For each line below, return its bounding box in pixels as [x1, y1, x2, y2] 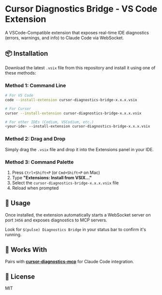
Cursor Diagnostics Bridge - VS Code [5, 3, 158, 15]
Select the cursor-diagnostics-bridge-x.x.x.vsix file [12, 180, 119, 186]
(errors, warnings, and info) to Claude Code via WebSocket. [5, 35, 124, 41]
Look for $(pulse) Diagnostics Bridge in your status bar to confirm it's [5, 226, 147, 232]
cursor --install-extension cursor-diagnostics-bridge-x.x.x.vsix [5, 110, 142, 116]
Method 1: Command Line [5, 82, 66, 89]
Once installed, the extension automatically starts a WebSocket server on [5, 212, 151, 217]
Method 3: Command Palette [5, 158, 74, 165]
